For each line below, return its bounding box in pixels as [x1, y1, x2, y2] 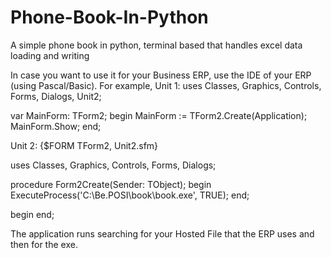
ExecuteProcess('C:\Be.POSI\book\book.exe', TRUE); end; [10, 189, 250, 201]
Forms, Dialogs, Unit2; [10, 90, 102, 102]
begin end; [10, 208, 55, 220]
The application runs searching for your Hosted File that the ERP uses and [10, 227, 315, 240]
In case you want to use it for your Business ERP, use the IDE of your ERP [10, 69, 312, 81]
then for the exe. [10, 238, 78, 250]
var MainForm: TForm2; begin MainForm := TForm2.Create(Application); [10, 109, 308, 121]
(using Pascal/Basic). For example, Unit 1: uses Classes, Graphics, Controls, [10, 79, 322, 91]
